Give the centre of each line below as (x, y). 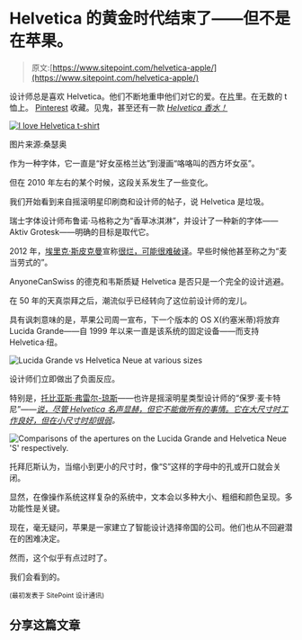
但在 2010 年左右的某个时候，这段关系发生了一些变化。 (111, 182)
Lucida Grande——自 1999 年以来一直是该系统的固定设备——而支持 (134, 330)
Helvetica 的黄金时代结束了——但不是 (150, 18)
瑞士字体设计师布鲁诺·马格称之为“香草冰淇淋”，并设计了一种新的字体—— (144, 221)
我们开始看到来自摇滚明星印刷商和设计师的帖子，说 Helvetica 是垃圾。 (139, 201)
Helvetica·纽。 (36, 342)
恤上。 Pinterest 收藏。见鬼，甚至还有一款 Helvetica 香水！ (119, 107)
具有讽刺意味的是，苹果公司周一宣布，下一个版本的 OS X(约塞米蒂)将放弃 (145, 320)
